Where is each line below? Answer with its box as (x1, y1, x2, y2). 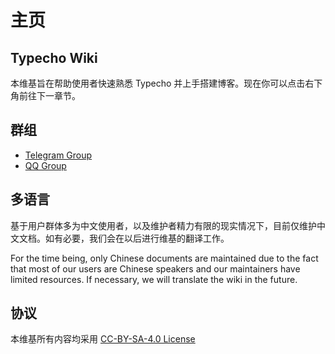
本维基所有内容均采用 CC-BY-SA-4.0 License (10, 333, 196, 345)
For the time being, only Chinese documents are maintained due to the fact (10, 252, 319, 264)
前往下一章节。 (18, 90, 81, 101)
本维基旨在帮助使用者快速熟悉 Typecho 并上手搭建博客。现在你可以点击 (10, 77, 306, 89)
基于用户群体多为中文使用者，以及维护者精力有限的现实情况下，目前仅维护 (10, 219, 317, 231)
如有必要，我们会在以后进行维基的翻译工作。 (44, 232, 230, 244)
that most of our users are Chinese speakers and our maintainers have (10, 262, 301, 275)
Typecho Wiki (10, 49, 98, 66)
